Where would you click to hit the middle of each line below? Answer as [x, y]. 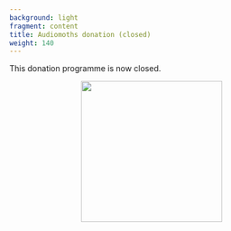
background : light [44, 18]
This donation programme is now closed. [85, 69]
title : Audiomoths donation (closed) [80, 34]
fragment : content [44, 26]
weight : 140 [32, 43]
